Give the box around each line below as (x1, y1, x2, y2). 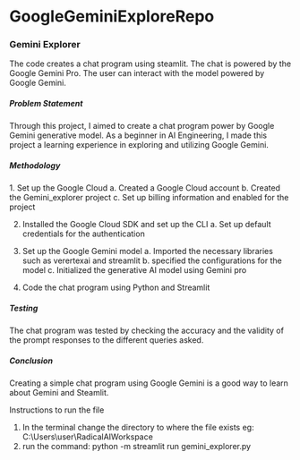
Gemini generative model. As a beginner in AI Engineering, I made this (9, 130, 267, 141)
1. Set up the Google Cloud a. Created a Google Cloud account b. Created (9, 183, 280, 193)
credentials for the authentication (21, 228, 145, 239)
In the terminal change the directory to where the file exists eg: (21, 422, 254, 433)
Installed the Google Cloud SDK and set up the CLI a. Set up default (21, 219, 271, 230)
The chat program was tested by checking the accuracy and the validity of (9, 325, 285, 336)
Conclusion (9, 355, 54, 366)
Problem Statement (9, 98, 83, 109)
